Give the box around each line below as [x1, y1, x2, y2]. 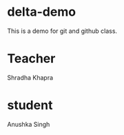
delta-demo [7, 4, 76, 20]
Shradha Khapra [7, 73, 54, 82]
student [7, 97, 53, 113]
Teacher [7, 51, 56, 66]
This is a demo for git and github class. [7, 27, 118, 35]
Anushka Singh [7, 120, 50, 128]
